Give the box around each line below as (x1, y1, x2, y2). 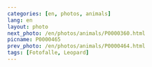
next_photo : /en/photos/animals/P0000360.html (7, 29, 146, 37)
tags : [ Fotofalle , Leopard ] (7, 50, 90, 57)
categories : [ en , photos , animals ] (7, 10, 111, 17)
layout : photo (7, 23, 49, 30)
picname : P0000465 (7, 36, 61, 43)
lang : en (7, 17, 33, 24)
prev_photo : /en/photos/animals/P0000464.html (7, 43, 146, 50)
